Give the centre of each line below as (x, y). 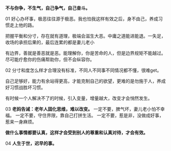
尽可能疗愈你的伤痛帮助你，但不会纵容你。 (50, 59)
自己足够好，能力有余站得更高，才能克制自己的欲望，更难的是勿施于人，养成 (85, 81)
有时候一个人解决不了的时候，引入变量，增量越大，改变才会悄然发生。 (79, 98)
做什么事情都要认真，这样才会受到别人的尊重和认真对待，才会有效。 (77, 132)
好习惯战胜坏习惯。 (25, 87)
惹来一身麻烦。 (21, 122)
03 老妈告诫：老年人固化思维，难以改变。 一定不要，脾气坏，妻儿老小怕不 (83, 109)
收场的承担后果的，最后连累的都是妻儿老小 (50, 42)
